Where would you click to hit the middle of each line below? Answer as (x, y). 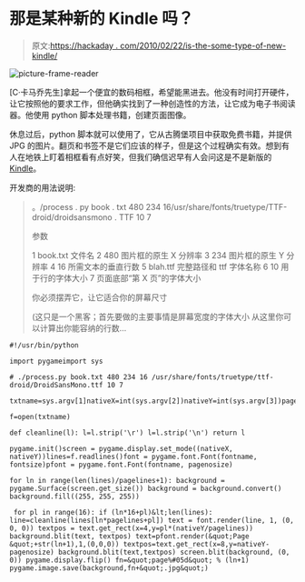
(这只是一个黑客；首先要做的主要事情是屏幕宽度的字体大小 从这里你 (157, 316)
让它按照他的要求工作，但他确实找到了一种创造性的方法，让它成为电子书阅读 (152, 103)
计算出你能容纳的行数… (83, 327)
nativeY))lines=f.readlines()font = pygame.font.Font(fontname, (133, 457)
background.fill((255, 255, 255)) (75, 497)
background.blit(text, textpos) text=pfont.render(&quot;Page (129, 536)
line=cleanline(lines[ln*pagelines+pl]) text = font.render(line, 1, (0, (152, 520)
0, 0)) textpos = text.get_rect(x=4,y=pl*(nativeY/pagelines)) (132, 528)
